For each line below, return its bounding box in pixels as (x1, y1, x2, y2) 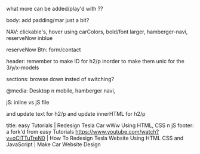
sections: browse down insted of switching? (6, 76, 115, 82)
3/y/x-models (6, 64, 39, 71)
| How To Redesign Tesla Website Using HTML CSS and (46, 134, 184, 141)
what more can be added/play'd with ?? (6, 5, 103, 12)
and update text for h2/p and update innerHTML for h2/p (6, 110, 146, 117)
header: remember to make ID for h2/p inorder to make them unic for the (6, 58, 185, 64)
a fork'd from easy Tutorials (6, 128, 75, 135)
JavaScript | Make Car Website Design (6, 141, 101, 148)
